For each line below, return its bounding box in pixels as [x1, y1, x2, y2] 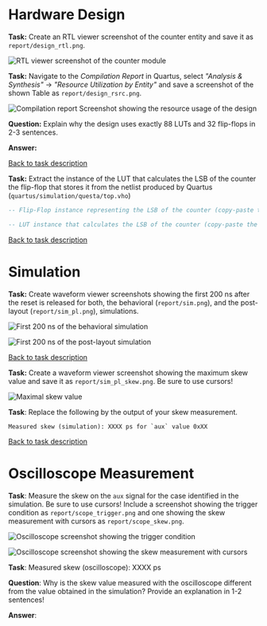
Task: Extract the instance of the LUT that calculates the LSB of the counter [8, 174, 257, 183]
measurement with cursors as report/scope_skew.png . [8, 516, 184, 526]
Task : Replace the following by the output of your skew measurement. [8, 407, 238, 417]
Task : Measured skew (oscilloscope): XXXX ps [8, 562, 161, 572]
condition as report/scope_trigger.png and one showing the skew [8, 507, 226, 517]
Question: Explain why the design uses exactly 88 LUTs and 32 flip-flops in [8, 119, 256, 128]
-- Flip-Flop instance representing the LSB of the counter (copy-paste [8, 205, 254, 214]
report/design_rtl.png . [8, 40, 86, 49]
